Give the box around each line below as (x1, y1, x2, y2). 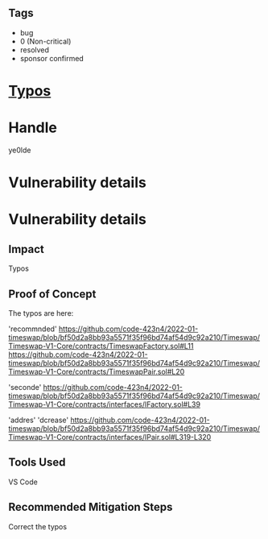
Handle (8, 118, 58, 137)
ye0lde (8, 145, 31, 155)
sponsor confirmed (19, 53, 85, 63)
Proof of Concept (8, 287, 97, 301)
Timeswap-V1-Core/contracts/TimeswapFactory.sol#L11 (8, 341, 195, 350)
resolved (19, 44, 50, 55)
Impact (8, 242, 44, 256)
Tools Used (8, 455, 66, 470)
